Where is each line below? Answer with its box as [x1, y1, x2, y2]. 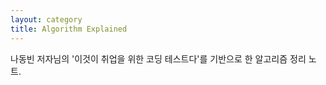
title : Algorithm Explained [10, 24, 128, 34]
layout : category [10, 14, 83, 25]
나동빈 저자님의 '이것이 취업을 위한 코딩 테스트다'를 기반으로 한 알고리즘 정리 [10, 52, 307, 65]
